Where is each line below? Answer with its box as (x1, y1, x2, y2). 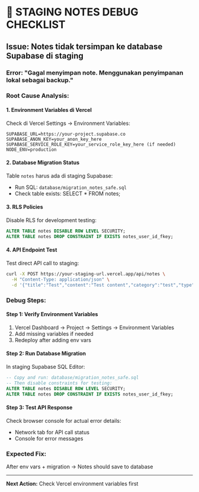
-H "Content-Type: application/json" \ (11, 276, 110, 282)
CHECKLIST (6, 18, 66, 31)
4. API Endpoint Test (6, 246, 57, 253)
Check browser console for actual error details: (6, 417, 121, 424)
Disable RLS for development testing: (6, 217, 97, 224)
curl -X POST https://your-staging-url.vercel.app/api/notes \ (6, 271, 166, 277)
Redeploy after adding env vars (14, 336, 92, 343)
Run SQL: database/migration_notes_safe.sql (14, 184, 127, 191)
